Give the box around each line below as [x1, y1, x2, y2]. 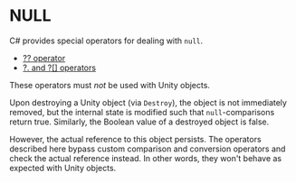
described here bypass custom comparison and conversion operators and [9, 143, 286, 154]
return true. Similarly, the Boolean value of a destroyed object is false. [9, 116, 270, 127]
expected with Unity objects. [9, 162, 117, 173]
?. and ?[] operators [22, 62, 97, 73]
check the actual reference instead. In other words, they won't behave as [9, 152, 282, 163]
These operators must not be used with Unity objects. [9, 79, 211, 90]
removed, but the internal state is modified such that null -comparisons [9, 106, 275, 117]
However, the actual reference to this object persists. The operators [9, 133, 262, 144]
